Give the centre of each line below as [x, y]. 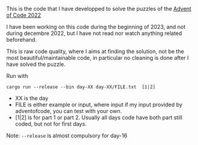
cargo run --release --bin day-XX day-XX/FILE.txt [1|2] [81, 87]
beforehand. [22, 40]
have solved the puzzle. [36, 64]
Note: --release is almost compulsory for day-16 [67, 136]
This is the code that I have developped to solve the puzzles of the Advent [99, 9]
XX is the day [31, 98]
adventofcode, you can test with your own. [68, 111]
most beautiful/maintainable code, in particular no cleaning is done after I [97, 58]
